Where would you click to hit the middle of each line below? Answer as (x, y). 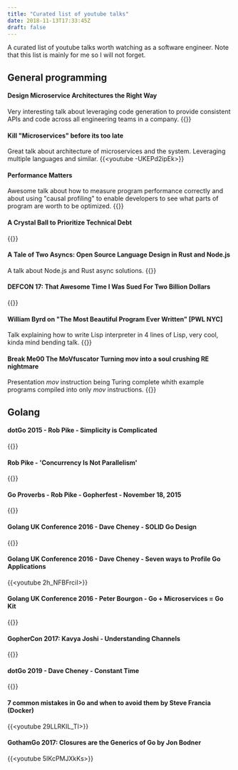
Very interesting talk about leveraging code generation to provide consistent (119, 111)
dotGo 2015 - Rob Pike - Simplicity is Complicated (83, 430)
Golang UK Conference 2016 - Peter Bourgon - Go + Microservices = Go (115, 599)
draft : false (27, 27)
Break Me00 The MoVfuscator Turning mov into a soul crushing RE (108, 359)
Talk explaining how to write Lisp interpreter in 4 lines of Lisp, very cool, (113, 335)
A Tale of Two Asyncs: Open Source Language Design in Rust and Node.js (119, 255)
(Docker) (21, 710)
